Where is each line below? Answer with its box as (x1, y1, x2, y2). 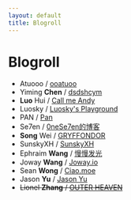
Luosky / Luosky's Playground (19, 104, 118, 114)
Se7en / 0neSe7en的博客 (19, 122, 100, 131)
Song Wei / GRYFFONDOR (19, 131, 106, 141)
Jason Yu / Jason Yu (19, 175, 88, 184)
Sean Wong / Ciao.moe (19, 166, 96, 175)
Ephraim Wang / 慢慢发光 (19, 149, 103, 158)
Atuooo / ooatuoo (19, 79, 77, 89)
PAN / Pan (19, 112, 53, 123)
